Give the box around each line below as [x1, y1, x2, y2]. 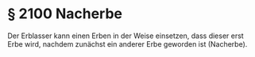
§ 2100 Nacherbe [7, 5, 122, 23]
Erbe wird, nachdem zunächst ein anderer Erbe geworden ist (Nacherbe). [7, 39, 248, 48]
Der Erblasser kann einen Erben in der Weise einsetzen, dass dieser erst [7, 31, 244, 40]
